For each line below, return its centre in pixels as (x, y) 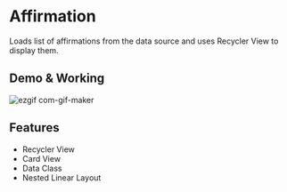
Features (34, 128)
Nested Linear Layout (61, 177)
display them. (34, 50)
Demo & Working (57, 79)
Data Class (42, 168)
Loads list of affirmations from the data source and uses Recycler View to (144, 41)
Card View (41, 158)
